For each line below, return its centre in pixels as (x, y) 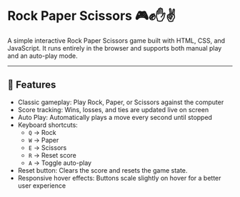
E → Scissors (47, 147)
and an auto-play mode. (42, 56)
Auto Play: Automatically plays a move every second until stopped (115, 117)
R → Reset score (52, 155)
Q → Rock (42, 132)
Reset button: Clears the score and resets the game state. (102, 170)
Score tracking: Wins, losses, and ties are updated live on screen (113, 109)
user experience (42, 186)
